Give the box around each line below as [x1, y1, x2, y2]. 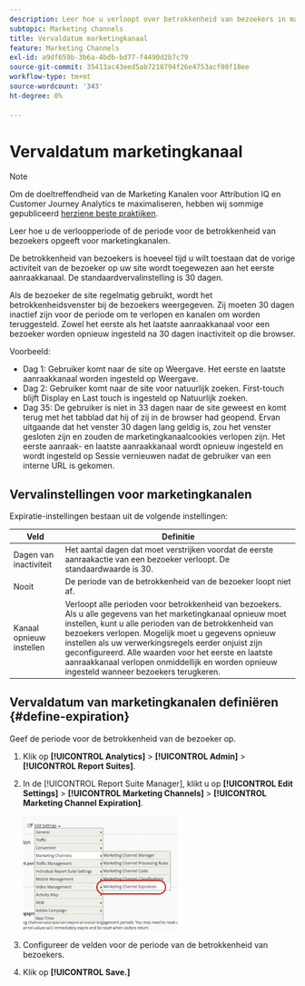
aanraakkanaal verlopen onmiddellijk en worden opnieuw [64, 656, 278, 667]
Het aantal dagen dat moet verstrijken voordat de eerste [64, 544, 274, 554]
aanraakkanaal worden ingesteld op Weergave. [22, 373, 199, 384]
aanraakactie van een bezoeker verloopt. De [64, 554, 230, 564]
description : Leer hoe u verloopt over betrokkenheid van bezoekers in [9, 15, 286, 24]
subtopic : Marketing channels [9, 24, 124, 34]
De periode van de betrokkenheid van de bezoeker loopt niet [64, 576, 291, 587]
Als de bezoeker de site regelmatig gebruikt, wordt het [9, 290, 213, 301]
